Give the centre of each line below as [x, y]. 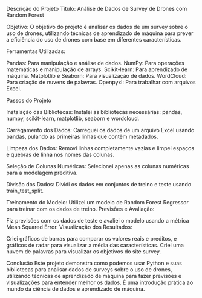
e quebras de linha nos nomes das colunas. [60, 154]
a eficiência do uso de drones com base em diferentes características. [94, 40]
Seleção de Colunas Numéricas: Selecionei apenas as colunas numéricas [98, 166]
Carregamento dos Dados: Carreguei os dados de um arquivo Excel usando [100, 130]
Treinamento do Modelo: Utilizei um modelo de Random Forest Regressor [97, 202]
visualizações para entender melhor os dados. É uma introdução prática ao [100, 282]
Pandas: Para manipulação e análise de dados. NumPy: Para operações [95, 63]
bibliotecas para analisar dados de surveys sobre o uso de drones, [89, 270]
